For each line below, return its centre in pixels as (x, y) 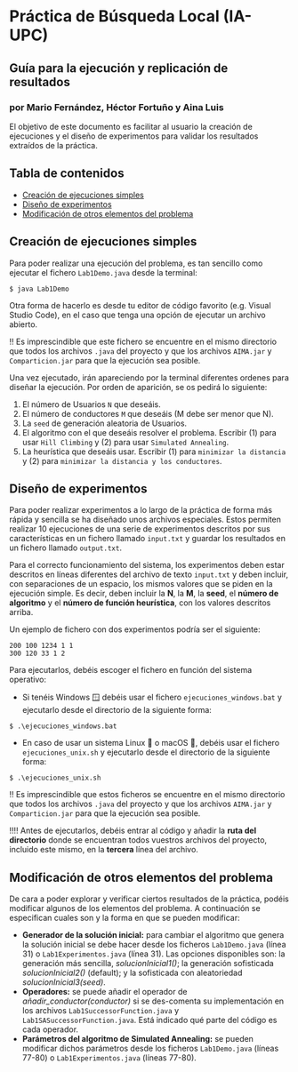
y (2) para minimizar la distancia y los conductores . (122, 460)
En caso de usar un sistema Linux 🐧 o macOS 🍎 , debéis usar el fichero (151, 743)
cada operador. (50, 1029)
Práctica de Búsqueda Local (114, 16)
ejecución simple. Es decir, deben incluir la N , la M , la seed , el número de (144, 594)
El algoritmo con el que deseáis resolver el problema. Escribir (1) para (149, 432)
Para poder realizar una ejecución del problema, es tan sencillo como (136, 263)
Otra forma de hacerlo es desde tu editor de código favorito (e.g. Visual (140, 305)
